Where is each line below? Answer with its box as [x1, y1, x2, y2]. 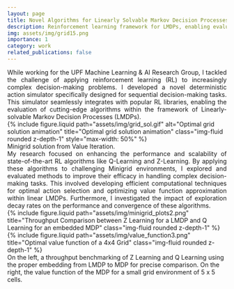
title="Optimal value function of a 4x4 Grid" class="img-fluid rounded [7, 238, 208, 247]
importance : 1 [7, 36, 49, 43]
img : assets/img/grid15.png [7, 29, 89, 37]
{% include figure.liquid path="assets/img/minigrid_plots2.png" [7, 208, 189, 217]
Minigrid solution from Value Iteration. [7, 142, 116, 150]
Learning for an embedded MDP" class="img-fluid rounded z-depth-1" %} [7, 224, 221, 232]
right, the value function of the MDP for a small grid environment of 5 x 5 [7, 267, 216, 276]
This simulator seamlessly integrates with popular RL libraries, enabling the [7, 97, 227, 106]
